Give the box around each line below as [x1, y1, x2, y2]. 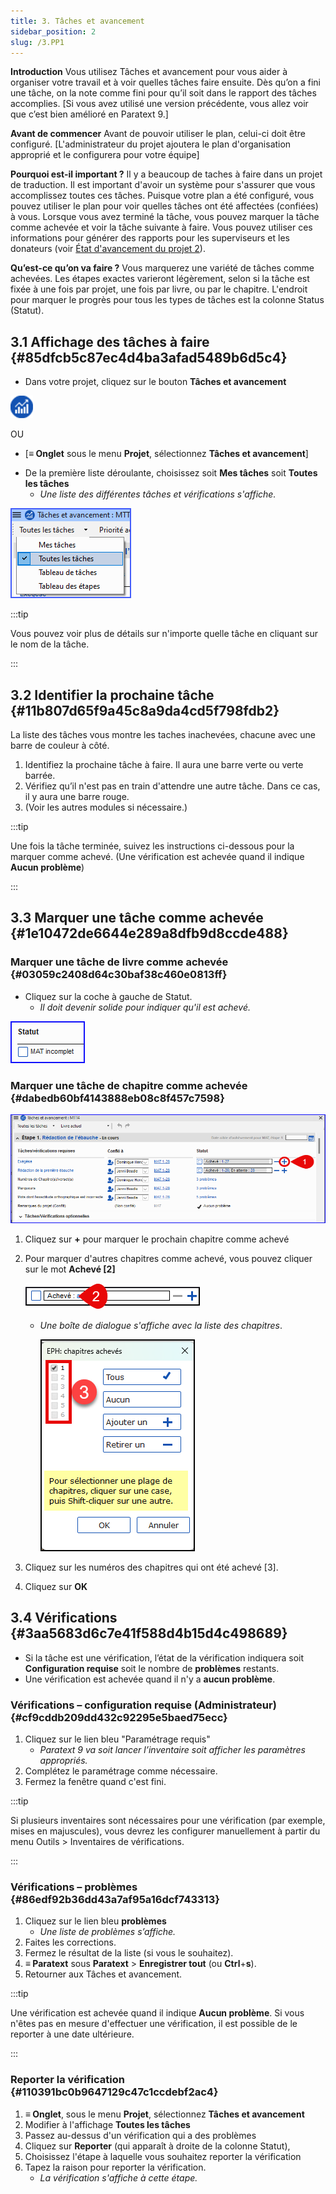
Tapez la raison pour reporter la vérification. [24, 2161, 207, 2173]
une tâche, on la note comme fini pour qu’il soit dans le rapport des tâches [10, 87, 317, 99]
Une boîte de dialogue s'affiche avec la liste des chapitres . [39, 1319, 283, 1331]
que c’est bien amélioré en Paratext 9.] [10, 108, 169, 120]
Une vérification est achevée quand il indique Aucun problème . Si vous [10, 2007, 305, 2019]
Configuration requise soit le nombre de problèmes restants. [24, 1662, 280, 1674]
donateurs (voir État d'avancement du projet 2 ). [10, 243, 206, 255]
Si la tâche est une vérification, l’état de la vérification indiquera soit [24, 1651, 305, 1664]
